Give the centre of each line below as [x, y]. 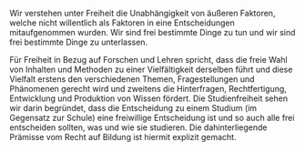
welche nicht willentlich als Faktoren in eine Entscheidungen [122, 23]
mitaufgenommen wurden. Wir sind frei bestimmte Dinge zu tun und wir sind [152, 32]
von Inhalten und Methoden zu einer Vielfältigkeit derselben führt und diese [151, 69]
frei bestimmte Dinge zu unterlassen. [79, 42]
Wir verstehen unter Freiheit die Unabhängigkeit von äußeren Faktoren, [142, 13]
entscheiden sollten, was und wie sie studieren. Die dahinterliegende [138, 127]
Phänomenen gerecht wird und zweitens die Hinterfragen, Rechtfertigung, [148, 89]
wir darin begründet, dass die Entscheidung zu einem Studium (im [133, 108]
